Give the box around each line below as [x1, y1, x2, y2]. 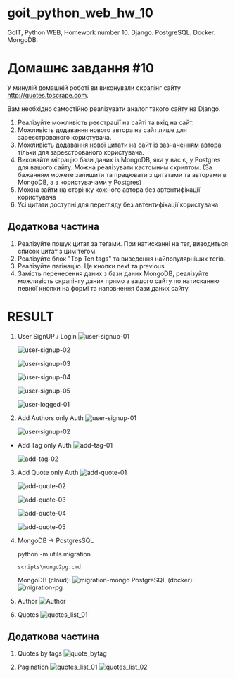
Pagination [17, 663, 49, 672]
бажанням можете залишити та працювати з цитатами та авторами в [17, 170, 227, 178]
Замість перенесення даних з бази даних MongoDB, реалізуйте [17, 269, 209, 278]
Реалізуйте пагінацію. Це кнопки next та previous [17, 261, 165, 270]
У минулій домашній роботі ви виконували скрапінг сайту [7, 83, 182, 92]
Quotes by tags [17, 649, 62, 658]
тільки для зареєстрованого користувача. [17, 148, 144, 156]
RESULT [7, 308, 55, 325]
